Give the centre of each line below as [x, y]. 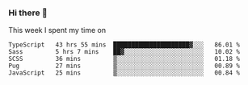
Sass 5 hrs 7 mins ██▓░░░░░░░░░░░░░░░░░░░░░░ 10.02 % [124, 52]
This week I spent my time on [57, 30]
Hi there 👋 [28, 13]
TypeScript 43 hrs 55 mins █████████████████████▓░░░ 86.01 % [124, 45]
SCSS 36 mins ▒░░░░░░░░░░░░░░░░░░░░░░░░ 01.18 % [124, 59]
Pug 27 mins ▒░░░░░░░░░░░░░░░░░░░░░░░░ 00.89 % [124, 66]
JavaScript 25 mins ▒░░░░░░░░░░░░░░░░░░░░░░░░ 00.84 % [124, 73]
